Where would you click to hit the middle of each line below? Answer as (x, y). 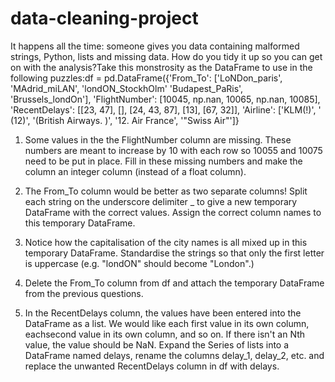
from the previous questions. (84, 293)
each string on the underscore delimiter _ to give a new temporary (161, 201)
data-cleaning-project (104, 18)
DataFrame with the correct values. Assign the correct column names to (173, 212)
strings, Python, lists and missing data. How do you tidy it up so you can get (166, 56)
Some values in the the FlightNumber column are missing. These (158, 139)
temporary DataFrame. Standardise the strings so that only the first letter (174, 253)
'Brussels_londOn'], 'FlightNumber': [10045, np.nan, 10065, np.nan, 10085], (165, 99)
